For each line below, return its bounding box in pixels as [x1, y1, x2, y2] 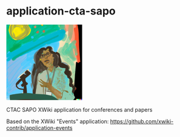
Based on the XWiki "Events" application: [6, 118, 109, 125]
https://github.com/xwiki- [110, 118, 174, 125]
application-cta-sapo [6, 4, 116, 18]
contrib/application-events [6, 124, 73, 131]
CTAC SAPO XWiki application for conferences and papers [6, 106, 153, 113]
